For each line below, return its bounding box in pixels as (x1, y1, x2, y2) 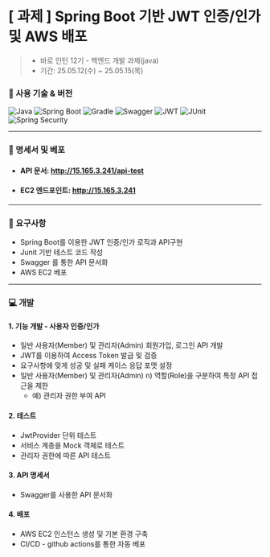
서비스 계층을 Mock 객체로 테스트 (19, 440, 125, 450)
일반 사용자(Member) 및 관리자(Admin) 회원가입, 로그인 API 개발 (19, 340, 223, 350)
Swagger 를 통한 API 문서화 (19, 258, 108, 267)
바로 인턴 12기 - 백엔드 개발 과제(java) (39, 56, 159, 65)
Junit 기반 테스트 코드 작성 (19, 247, 103, 258)
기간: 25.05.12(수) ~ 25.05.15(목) (39, 65, 144, 75)
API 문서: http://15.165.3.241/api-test (19, 166, 145, 175)
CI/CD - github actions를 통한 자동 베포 (19, 538, 146, 548)
